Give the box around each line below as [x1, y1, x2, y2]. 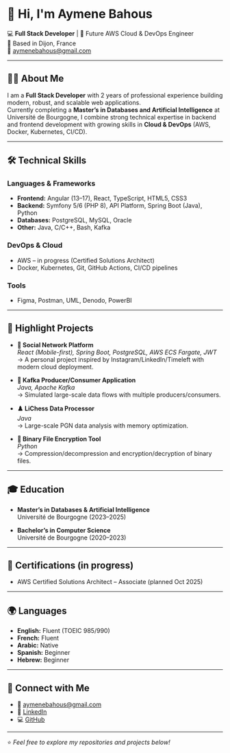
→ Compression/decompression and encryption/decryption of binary [16, 449, 212, 457]
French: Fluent [16, 634, 60, 642]
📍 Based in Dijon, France [7, 39, 77, 47]
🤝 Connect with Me [7, 682, 90, 694]
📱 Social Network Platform [16, 340, 94, 349]
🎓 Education [7, 484, 65, 496]
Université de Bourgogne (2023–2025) [16, 513, 127, 521]
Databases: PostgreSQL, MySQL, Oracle [16, 216, 132, 224]
